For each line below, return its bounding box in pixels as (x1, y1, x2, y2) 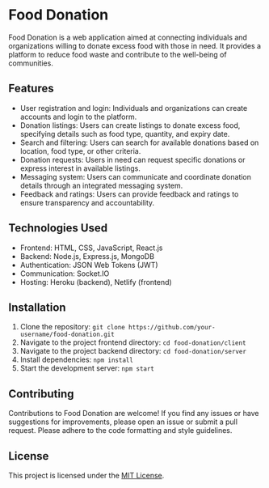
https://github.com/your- (128, 324, 216, 332)
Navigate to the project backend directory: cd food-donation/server (19, 346, 246, 356)
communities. (8, 58, 54, 68)
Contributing (8, 387, 74, 401)
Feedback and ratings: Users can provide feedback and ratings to (19, 189, 239, 199)
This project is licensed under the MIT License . (8, 471, 165, 480)
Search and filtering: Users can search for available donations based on (19, 138, 259, 147)
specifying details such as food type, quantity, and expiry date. (19, 129, 230, 138)
